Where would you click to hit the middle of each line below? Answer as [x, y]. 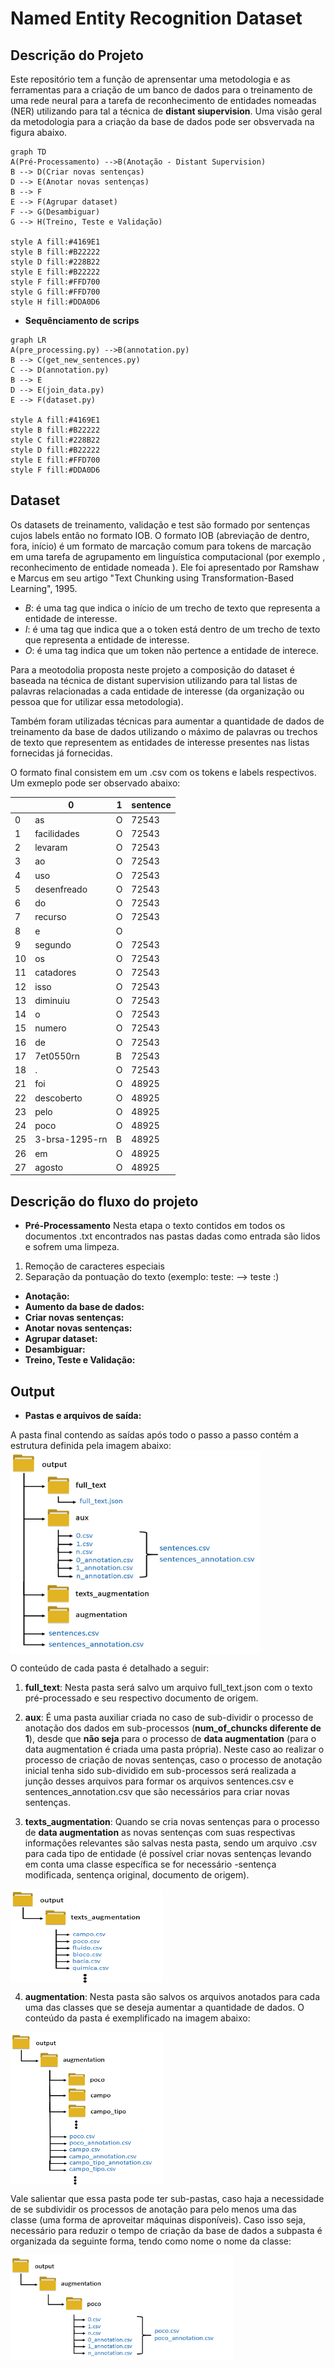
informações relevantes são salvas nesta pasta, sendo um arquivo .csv [171, 1843]
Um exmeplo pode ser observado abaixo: [95, 783]
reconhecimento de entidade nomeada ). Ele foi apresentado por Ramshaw [165, 567]
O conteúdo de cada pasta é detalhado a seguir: [110, 1668]
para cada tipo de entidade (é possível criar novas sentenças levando [168, 1853]
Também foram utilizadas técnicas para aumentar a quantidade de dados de [167, 721]
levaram [51, 848]
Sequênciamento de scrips [82, 320]
